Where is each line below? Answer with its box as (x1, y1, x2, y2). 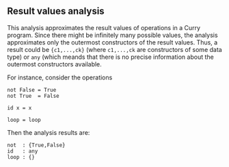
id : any (7, 147, 38, 155)
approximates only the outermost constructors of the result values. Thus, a (7, 38, 218, 47)
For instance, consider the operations (7, 73, 113, 81)
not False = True (7, 86, 57, 93)
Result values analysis (7, 5, 105, 17)
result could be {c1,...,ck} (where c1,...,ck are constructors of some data (7, 45, 222, 53)
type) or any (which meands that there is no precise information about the (7, 53, 214, 61)
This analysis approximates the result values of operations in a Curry (7, 23, 200, 31)
